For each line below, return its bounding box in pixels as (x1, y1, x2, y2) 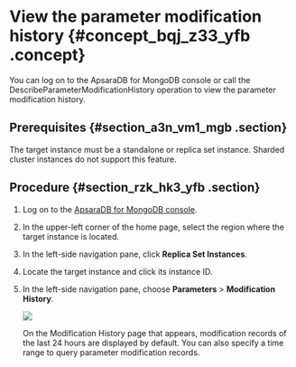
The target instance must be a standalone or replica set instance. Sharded (9, 144, 285, 155)
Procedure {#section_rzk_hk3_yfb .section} (9, 180, 261, 195)
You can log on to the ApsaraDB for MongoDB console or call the (9, 74, 251, 85)
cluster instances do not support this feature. (9, 154, 178, 165)
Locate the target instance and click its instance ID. (22, 266, 213, 277)
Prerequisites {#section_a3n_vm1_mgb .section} (9, 120, 288, 136)
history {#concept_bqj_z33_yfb (9, 25, 251, 46)
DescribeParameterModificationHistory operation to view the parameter (9, 84, 277, 95)
